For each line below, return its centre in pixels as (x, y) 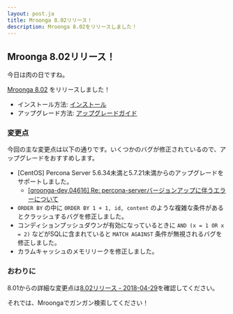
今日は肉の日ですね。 (38, 75)
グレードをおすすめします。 (59, 158)
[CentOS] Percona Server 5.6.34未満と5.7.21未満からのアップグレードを (121, 173)
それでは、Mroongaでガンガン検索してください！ (78, 302)
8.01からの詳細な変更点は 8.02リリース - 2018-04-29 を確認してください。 (113, 287)
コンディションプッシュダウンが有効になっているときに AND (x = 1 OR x (121, 225)
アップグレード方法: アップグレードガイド (77, 113)
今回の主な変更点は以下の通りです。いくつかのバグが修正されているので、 (114, 149)
